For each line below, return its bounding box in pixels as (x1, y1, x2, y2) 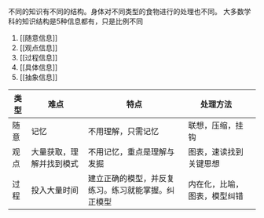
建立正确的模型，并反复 (87, 173, 175, 183)
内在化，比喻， (188, 179, 244, 190)
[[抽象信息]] (19, 73, 58, 82)
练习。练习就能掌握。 (87, 185, 167, 195)
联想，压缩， (188, 120, 236, 131)
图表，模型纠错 (188, 191, 244, 202)
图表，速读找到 (188, 147, 244, 157)
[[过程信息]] (19, 53, 58, 62)
